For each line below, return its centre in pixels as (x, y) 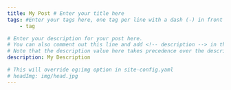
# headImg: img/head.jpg (43, 76)
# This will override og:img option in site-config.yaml (90, 70)
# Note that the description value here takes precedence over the (106, 51)
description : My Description (49, 58)
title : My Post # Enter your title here (66, 13)
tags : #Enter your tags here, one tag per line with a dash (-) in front (115, 20)
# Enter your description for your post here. (75, 38)
